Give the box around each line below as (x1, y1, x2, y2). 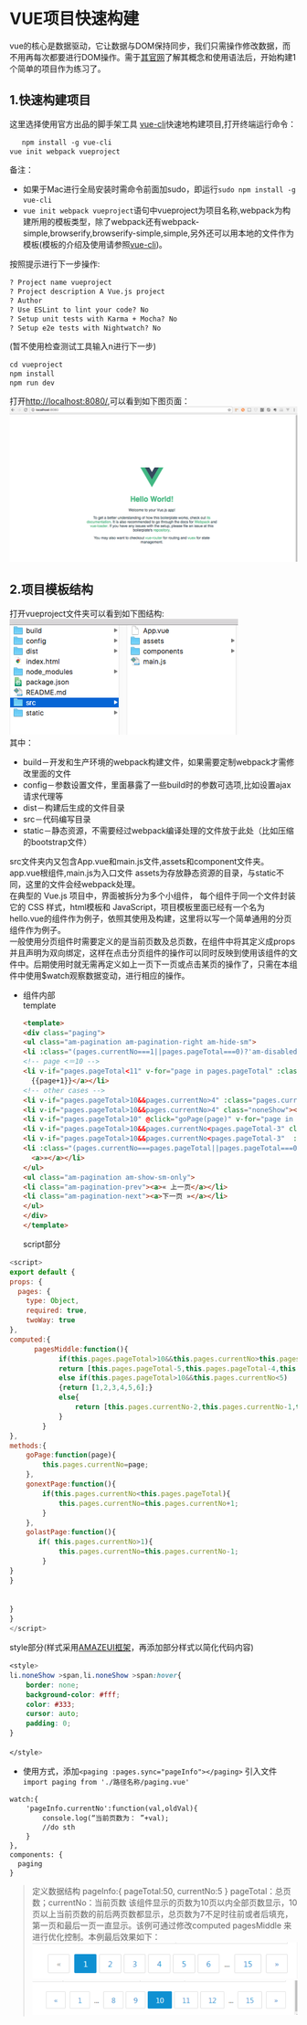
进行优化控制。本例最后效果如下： (31, 1931, 161, 1942)
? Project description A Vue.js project (9, 287, 166, 296)
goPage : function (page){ (26, 1450, 117, 1460)
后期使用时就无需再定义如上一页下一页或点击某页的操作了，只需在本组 (33, 959, 298, 970)
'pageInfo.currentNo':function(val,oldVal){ (26, 1804, 198, 1813)
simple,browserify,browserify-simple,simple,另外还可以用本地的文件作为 (22, 228, 294, 239)
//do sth (42, 1822, 76, 1832)
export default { (9, 1267, 76, 1277)
